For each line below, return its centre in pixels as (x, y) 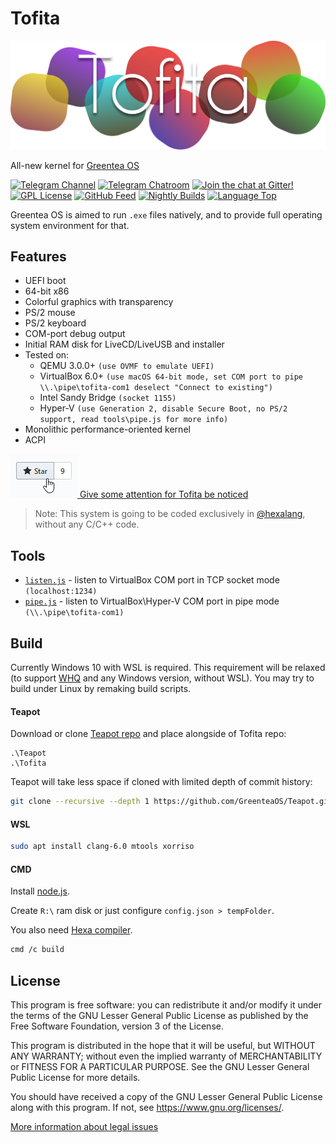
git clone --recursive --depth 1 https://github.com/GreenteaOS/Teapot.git (171, 802)
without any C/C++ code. (87, 524)
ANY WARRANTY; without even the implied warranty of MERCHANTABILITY (166, 1056)
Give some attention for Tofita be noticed (164, 494)
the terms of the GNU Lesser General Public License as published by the (159, 1016)
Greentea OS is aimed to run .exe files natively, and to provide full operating (166, 214)
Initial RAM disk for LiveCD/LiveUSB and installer (124, 344)
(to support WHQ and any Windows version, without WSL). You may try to (162, 678)
